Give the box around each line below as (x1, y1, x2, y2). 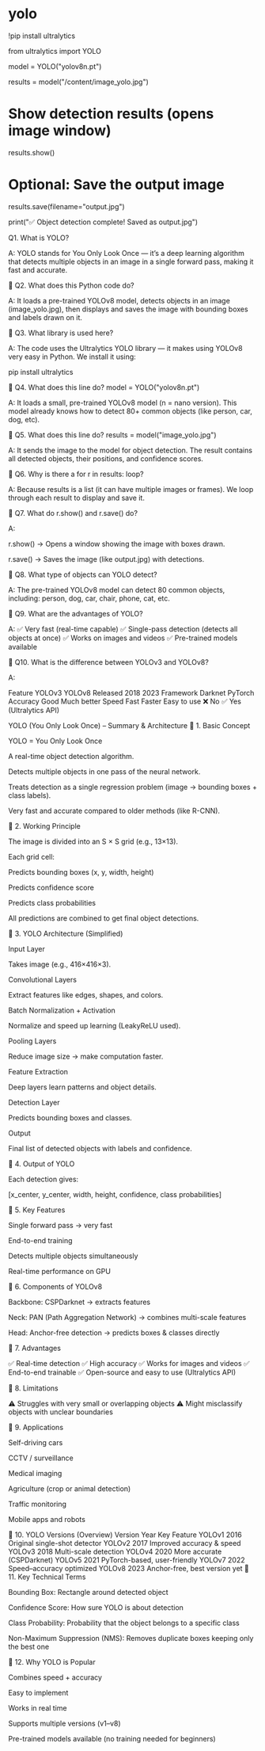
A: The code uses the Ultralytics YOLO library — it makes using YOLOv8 (8, 343, 243, 353)
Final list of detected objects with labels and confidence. (8, 1143, 192, 1153)
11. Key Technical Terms (8, 1572, 86, 1581)
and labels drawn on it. (8, 312, 83, 322)
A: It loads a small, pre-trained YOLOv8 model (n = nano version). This (8, 398, 237, 407)
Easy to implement (8, 1688, 69, 1697)
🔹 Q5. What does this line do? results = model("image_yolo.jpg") (8, 429, 217, 440)
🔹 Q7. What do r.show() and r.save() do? (8, 508, 138, 517)
